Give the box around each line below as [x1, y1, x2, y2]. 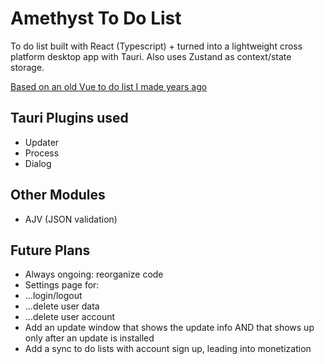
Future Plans [10, 242, 91, 259]
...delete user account [24, 311, 116, 323]
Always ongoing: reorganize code [24, 268, 164, 281]
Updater [24, 136, 60, 148]
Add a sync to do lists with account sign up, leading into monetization [24, 343, 312, 355]
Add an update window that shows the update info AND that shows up [24, 322, 315, 334]
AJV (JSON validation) [24, 213, 118, 225]
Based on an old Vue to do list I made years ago [10, 80, 208, 92]
